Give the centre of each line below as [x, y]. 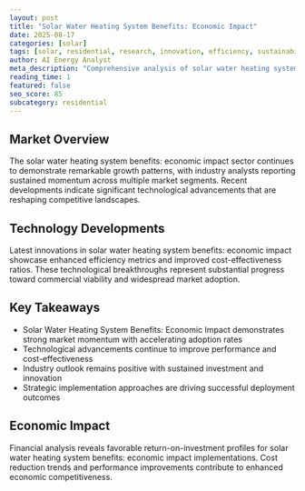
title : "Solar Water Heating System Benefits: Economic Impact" [133, 26]
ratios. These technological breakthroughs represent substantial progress [147, 270]
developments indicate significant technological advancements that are [143, 190]
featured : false [40, 85]
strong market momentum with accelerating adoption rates [133, 339]
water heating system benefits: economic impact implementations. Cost [144, 457]
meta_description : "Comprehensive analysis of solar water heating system [154, 69]
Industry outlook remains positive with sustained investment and [143, 368]
